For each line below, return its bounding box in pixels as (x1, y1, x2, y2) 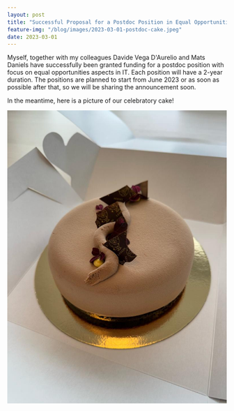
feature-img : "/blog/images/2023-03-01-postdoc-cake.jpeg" (7, 26, 182, 33)
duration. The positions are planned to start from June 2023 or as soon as (7, 75, 219, 84)
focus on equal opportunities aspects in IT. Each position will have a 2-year (7, 68, 223, 77)
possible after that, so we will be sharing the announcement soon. (7, 83, 196, 91)
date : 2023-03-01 (7, 33, 58, 40)
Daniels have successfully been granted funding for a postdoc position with (7, 61, 224, 69)
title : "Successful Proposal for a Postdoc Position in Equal (7, 18, 192, 26)
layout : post (7, 11, 45, 18)
